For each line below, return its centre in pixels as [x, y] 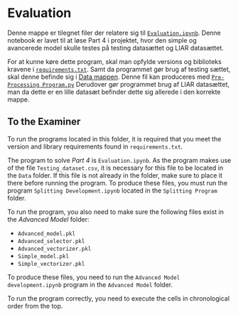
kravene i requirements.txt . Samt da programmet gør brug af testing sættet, [119, 69]
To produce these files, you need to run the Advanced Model [94, 277]
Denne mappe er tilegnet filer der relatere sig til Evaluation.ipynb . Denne [114, 33]
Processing [23, 85]
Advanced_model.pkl [47, 233]
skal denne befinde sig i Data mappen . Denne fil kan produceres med [109, 77]
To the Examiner [44, 122]
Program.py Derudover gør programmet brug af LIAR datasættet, [136, 84]
